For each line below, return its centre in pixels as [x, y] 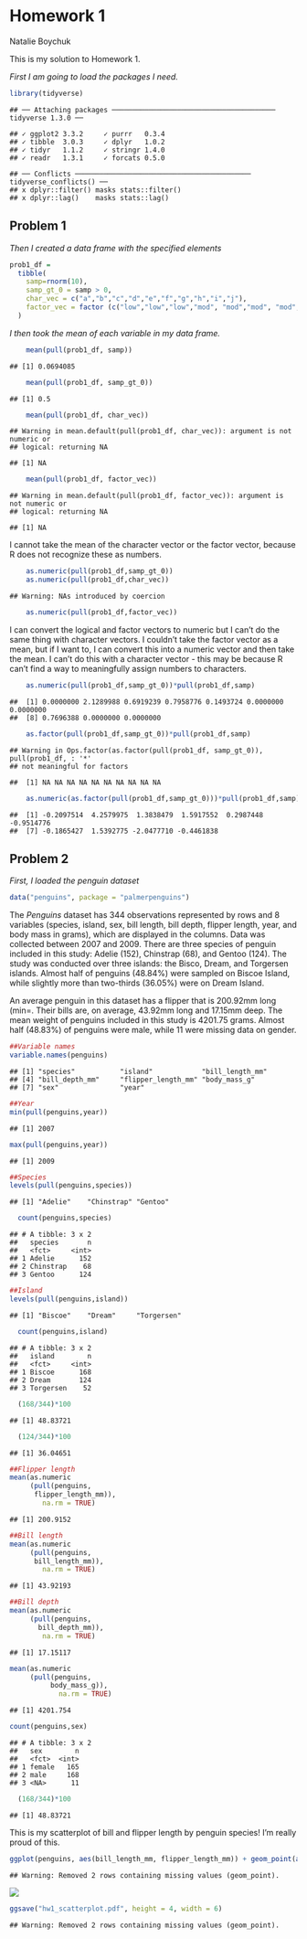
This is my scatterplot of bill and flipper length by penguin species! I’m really [153, 1832]
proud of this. [35, 1842]
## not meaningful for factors [69, 766]
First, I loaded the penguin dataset [74, 881]
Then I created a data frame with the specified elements [116, 248]
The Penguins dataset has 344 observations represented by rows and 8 [145, 915]
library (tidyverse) [47, 93]
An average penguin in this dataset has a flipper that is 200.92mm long [143, 1001]
